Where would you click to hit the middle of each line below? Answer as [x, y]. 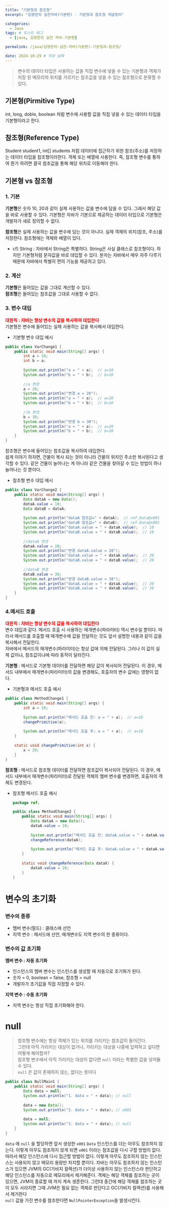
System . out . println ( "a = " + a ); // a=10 [68, 370]
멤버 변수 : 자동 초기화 [26, 960]
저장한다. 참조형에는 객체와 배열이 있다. [44, 238]
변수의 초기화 [31, 899]
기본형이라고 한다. [23, 120]
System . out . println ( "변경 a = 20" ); [61, 394]
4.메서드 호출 [20, 612]
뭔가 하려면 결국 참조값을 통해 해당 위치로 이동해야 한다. [65, 163]
